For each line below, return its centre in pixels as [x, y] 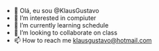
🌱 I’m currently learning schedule [61, 25]
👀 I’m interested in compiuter [55, 18]
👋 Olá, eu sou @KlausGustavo [56, 11]
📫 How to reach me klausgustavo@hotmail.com [83, 40]
